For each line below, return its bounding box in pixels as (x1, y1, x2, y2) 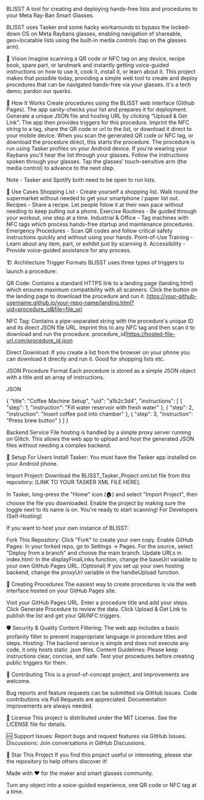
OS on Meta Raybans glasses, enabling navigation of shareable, (21, 30, 182, 37)
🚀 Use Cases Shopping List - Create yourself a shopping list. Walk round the (6, 188, 199, 195)
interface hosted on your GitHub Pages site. (6, 587, 117, 594)
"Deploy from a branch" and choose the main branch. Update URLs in (6, 549, 182, 556)
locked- (170, 24, 191, 31)
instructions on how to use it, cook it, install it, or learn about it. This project (6, 68, 196, 75)
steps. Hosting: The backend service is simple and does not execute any (6, 640, 189, 646)
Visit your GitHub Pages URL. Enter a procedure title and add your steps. (6, 599, 189, 606)
